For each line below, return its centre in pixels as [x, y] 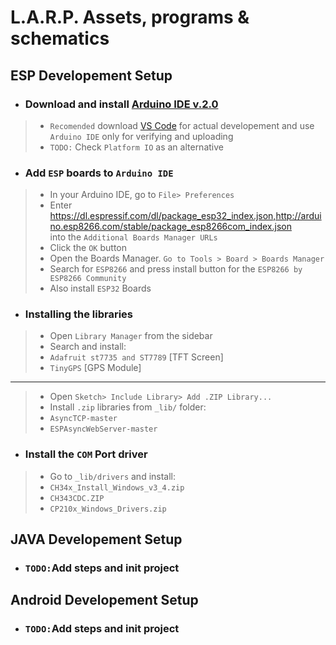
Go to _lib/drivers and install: [113, 476]
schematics [60, 38]
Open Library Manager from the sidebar [131, 336]
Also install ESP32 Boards [100, 288]
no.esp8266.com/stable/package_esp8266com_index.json [170, 227]
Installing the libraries [79, 314]
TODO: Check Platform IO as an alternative [136, 147]
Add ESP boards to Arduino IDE [99, 173]
